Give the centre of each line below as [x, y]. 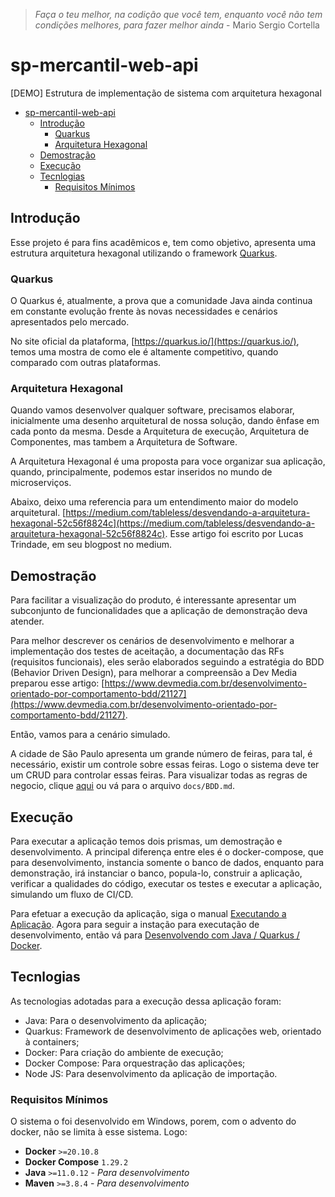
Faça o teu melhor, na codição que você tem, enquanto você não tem [178, 14]
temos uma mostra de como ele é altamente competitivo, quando [144, 352]
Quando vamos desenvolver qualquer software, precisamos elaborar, [152, 410]
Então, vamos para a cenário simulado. [90, 735]
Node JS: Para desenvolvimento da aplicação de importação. [151, 1073]
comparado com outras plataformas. [86, 363]
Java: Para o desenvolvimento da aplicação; [116, 1020]
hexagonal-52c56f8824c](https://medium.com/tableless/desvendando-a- [163, 523]
